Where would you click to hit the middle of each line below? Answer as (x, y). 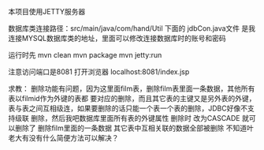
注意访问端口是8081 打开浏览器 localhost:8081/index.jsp (99, 72)
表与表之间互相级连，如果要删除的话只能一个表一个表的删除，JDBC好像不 (128, 108)
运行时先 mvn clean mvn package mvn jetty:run (85, 55)
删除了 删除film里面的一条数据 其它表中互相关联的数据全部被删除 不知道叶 (134, 128)
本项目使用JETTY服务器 (47, 11)
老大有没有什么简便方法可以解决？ (63, 138)
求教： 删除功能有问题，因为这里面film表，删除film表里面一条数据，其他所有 (132, 88)
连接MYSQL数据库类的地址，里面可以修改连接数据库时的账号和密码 (117, 38)
